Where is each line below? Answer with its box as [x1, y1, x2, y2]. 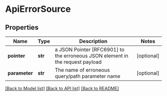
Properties [5, 23, 39, 32]
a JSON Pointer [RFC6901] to [54, 46, 125, 53]
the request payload [54, 58, 102, 65]
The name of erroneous [54, 67, 110, 73]
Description [79, 38, 108, 45]
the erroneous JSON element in [54, 52, 128, 59]
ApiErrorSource [5, 3, 71, 15]
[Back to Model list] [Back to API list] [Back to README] [5, 86, 119, 91]
